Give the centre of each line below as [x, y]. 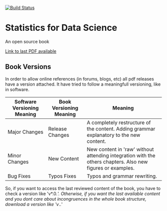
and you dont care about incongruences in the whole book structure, [76, 199]
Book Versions [28, 67]
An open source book [27, 41]
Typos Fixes [62, 176]
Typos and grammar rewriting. [122, 176]
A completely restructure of [119, 122]
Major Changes [26, 132]
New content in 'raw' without [120, 149]
